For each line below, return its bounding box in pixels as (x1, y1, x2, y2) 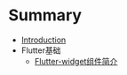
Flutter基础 (20, 45, 61, 56)
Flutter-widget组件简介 (34, 56, 118, 66)
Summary (8, 5, 82, 26)
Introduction (20, 34, 67, 45)
